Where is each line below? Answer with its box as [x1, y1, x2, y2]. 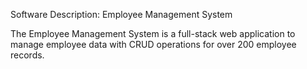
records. [10, 49, 45, 61]
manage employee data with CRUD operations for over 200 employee [10, 39, 297, 50]
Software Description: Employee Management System [10, 9, 233, 20]
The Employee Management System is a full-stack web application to [10, 28, 296, 39]
